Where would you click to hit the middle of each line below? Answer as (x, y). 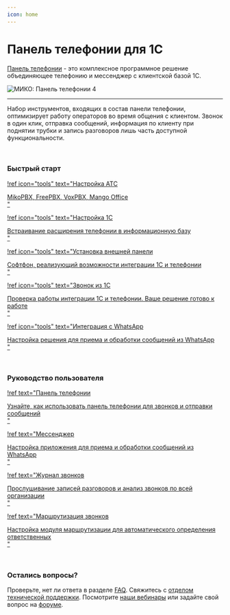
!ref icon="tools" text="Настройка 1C (60, 217)
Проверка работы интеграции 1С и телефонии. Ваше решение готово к (111, 298)
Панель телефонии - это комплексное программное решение (98, 68)
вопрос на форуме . (35, 605)
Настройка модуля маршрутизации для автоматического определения (111, 530)
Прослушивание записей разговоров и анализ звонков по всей (100, 489)
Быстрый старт (34, 169)
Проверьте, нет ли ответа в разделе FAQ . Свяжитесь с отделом (100, 590)
